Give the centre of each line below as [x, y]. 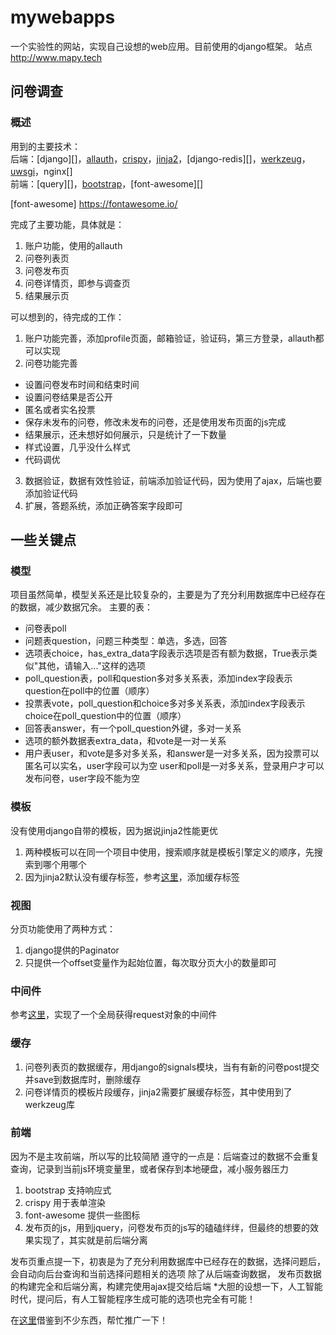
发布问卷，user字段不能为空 [82, 778]
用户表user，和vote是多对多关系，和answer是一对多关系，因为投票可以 [172, 753]
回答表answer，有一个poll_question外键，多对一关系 [133, 728]
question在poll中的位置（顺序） [89, 691]
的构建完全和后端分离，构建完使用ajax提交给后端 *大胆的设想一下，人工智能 [166, 1286]
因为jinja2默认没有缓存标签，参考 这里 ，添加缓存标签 [132, 877]
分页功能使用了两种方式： [63, 928]
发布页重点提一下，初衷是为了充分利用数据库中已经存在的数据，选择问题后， [168, 1261]
